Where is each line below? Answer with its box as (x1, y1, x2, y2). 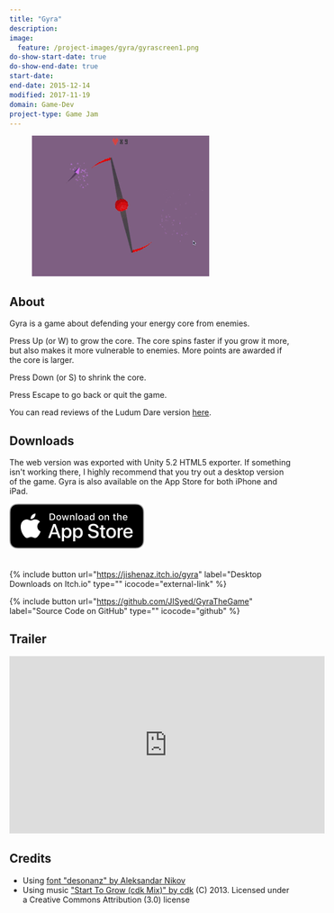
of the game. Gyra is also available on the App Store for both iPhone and (9, 476, 277, 486)
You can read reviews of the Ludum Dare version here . (9, 407, 212, 418)
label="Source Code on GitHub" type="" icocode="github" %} (9, 606, 240, 616)
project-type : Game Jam (9, 109, 99, 119)
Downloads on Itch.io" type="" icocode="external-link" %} (9, 579, 227, 589)
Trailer (9, 631, 47, 647)
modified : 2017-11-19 (9, 90, 91, 99)
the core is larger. (9, 355, 75, 366)
